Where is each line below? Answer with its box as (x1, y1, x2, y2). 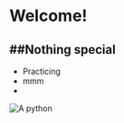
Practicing (22, 66, 62, 77)
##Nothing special (9, 42, 116, 57)
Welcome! (9, 5, 88, 26)
